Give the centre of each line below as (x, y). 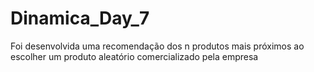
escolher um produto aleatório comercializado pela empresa (134, 56)
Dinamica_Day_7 (80, 18)
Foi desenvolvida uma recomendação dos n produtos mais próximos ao (157, 46)
